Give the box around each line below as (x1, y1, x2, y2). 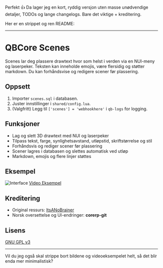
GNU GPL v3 (5, 239, 31, 245)
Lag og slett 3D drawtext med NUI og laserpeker (12, 133, 109, 139)
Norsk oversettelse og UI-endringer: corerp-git (12, 212, 107, 218)
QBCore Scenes (5, 42, 70, 53)
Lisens (5, 226, 26, 235)
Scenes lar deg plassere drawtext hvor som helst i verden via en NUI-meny (5, 58, 155, 64)
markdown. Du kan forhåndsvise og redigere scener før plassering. (5, 68, 139, 74)
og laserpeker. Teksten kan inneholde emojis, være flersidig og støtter (5, 63, 145, 69)
